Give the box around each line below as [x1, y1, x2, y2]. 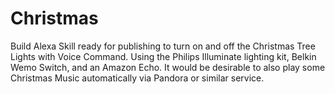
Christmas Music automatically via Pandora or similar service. [10, 72, 265, 84]
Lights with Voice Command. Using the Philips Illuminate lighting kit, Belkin [10, 50, 317, 62]
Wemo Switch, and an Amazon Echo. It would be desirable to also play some [10, 61, 326, 73]
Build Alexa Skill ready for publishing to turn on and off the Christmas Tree [10, 40, 316, 52]
